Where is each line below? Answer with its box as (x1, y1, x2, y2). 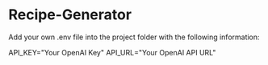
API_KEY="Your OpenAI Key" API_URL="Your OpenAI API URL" (8, 47, 216, 57)
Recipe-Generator (8, 6, 132, 24)
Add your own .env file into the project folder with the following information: (8, 32, 260, 42)
